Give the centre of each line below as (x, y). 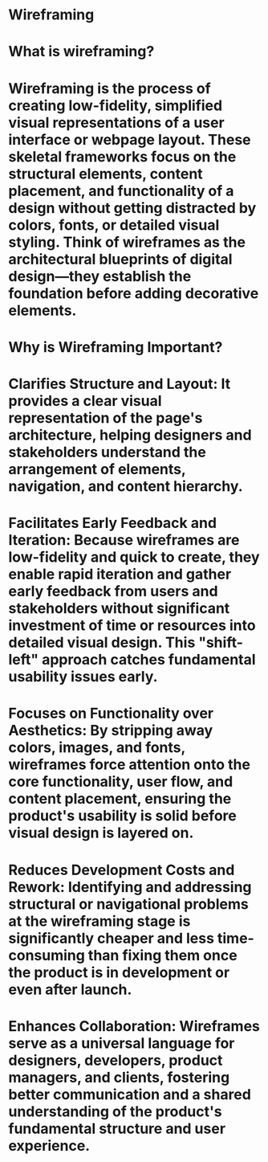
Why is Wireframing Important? (116, 347)
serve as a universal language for (122, 1043)
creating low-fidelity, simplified (116, 105)
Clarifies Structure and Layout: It (120, 384)
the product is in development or (119, 972)
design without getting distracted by (132, 208)
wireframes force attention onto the (130, 765)
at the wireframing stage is (99, 921)
